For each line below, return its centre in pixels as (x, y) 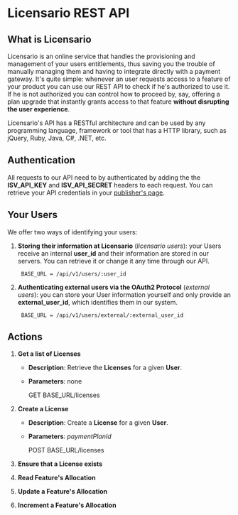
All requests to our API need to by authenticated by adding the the (104, 177)
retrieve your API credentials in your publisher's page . (86, 193)
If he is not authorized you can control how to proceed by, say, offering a (114, 94)
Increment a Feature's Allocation (67, 505)
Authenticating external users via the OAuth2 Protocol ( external (114, 287)
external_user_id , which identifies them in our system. (97, 302)
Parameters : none (55, 381)
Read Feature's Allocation (56, 478)
